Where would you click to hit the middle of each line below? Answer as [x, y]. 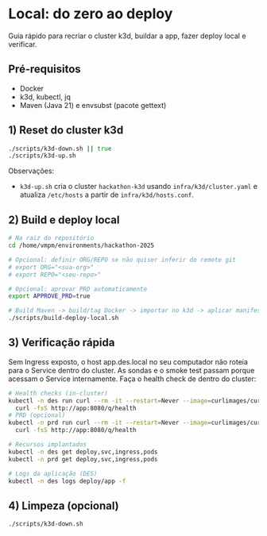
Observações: [31, 171]
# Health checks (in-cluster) [58, 393]
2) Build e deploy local [64, 220]
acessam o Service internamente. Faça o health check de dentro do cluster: [132, 379]
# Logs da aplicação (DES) [53, 473]
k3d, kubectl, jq [45, 97]
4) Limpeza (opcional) [64, 505]
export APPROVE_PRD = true [49, 296]
